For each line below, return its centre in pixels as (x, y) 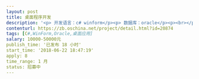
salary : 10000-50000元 (33, 39)
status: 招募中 (23, 67)
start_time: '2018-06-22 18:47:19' (50, 50)
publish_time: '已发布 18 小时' (44, 45)
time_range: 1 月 (27, 61)
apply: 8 (17, 56)
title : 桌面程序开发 (29, 17)
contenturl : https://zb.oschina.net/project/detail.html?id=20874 (90, 28)
